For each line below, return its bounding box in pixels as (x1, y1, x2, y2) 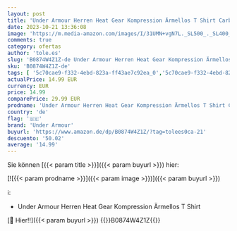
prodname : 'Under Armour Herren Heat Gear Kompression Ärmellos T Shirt (7, 102, 226, 109)
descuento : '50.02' (7, 135, 65, 142)
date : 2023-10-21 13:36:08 (7, 23, 87, 30)
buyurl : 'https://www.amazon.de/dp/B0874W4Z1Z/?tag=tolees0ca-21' (7, 128, 207, 135)
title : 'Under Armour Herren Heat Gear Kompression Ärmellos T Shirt (7, 17, 217, 24)
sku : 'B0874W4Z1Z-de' (7, 63, 71, 70)
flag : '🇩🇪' (7, 115, 42, 122)
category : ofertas (7, 43, 61, 50)
